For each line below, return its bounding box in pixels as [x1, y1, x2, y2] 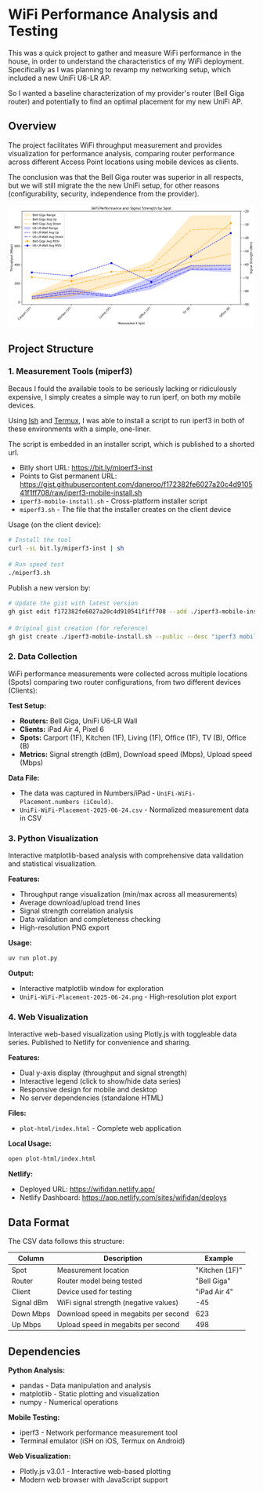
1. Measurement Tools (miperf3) [8, 366, 133, 377]
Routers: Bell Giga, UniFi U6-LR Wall [19, 716, 138, 726]
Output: [8, 968, 34, 978]
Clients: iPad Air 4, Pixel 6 [19, 724, 104, 733]
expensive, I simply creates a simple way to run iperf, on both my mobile [8, 392, 241, 401]
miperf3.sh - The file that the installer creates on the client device [19, 504, 232, 514]
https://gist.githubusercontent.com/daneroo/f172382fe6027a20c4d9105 [19, 479, 253, 488]
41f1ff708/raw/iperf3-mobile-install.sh [19, 488, 142, 497]
